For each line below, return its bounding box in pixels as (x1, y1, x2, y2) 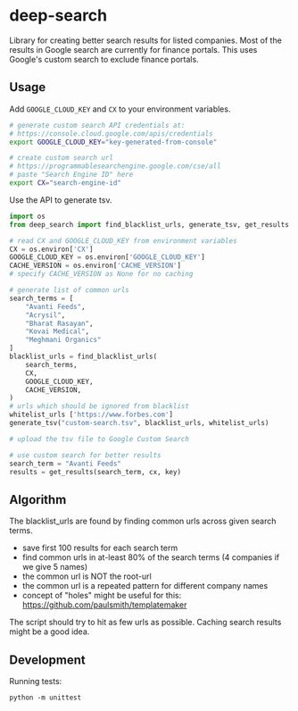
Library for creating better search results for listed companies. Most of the (9, 35, 283, 46)
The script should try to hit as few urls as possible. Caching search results (9, 617, 282, 628)
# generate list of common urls (9, 286, 129, 295)
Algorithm (9, 492, 67, 507)
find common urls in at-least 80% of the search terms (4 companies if (21, 552, 279, 563)
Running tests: (9, 676, 62, 686)
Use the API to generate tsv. (9, 194, 112, 205)
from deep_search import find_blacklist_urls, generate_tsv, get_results (9, 220, 290, 229)
